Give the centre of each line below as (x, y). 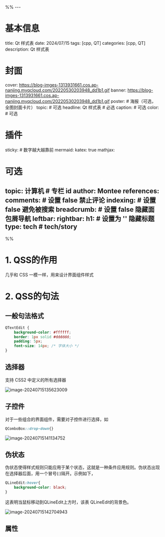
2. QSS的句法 (32, 296)
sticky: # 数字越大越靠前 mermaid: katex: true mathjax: (60, 150)
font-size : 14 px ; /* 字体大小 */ (47, 346)
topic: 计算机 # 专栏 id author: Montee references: (82, 191)
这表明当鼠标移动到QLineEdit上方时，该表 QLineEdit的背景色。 (68, 502)
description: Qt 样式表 (27, 49)
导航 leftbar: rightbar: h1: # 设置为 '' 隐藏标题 (86, 219)
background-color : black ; (41, 488)
